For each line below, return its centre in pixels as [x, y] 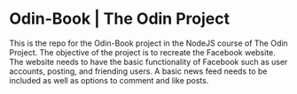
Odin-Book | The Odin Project [120, 19]
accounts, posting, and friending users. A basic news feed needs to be [138, 71]
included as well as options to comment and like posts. [109, 80]
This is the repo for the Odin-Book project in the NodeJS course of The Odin [148, 43]
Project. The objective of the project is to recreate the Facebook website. [143, 52]
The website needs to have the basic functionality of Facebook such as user [148, 61]
